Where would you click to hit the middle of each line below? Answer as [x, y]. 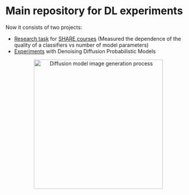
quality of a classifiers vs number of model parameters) [81, 45]
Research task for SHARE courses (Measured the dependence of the [97, 38]
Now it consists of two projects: [44, 27]
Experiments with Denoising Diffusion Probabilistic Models [85, 51]
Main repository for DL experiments [94, 11]
